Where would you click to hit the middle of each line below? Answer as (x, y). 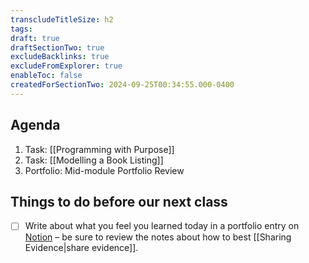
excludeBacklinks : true (60, 57)
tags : (21, 29)
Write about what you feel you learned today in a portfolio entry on (162, 226)
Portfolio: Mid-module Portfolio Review (104, 170)
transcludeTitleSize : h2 (62, 19)
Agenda (35, 125)
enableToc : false (46, 76)
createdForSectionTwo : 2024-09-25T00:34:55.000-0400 (122, 85)
